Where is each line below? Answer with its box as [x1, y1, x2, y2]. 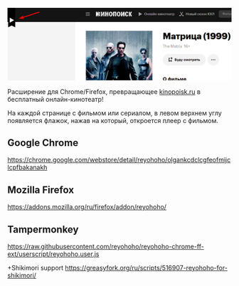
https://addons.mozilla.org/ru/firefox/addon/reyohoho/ [7, 203, 167, 211]
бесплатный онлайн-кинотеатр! [7, 95, 104, 103]
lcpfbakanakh [7, 163, 48, 171]
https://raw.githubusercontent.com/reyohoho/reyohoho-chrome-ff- [7, 242, 204, 250]
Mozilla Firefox [7, 184, 75, 196]
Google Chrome [7, 137, 79, 149]
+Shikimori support [7, 263, 64, 272]
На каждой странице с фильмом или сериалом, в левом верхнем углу [7, 108, 222, 117]
